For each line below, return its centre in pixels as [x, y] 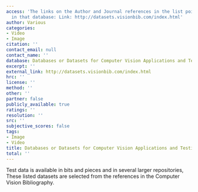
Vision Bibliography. [30, 183]
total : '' [18, 153]
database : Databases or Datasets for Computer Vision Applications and [96, 60]
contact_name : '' [27, 55]
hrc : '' [16, 77]
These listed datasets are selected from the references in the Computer [93, 176]
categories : [21, 28]
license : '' [21, 83]
